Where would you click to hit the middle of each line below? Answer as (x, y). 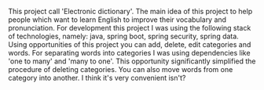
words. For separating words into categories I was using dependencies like (129, 53)
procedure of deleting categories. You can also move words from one (121, 69)
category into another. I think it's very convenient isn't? (97, 78)
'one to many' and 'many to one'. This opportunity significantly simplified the (132, 61)
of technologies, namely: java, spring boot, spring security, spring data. (124, 36)
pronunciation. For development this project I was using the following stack (130, 28)
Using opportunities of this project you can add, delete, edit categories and (130, 45)
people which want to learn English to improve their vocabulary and (117, 20)
